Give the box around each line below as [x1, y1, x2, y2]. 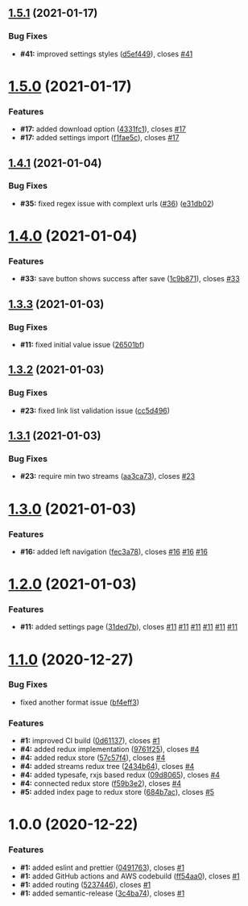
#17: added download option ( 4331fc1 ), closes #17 [19, 124, 187, 134]
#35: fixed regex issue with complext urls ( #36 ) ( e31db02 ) [19, 198, 215, 208]
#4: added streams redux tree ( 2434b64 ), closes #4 [19, 762, 195, 771]
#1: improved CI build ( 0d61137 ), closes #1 [19, 736, 160, 746]
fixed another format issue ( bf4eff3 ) [19, 697, 139, 707]
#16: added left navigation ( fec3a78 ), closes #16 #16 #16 [19, 547, 208, 556]
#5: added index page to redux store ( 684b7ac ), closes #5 [19, 788, 215, 797]
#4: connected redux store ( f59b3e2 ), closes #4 [19, 779, 182, 788]
